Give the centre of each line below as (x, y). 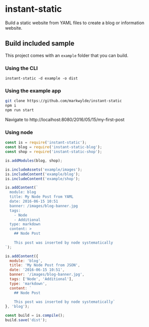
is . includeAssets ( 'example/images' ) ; (44, 169)
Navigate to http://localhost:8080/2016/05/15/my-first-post (65, 119)
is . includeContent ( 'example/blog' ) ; (43, 174)
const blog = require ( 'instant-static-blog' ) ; (54, 147)
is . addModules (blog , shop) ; (34, 161)
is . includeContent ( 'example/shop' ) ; (43, 179)
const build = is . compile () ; (35, 316)
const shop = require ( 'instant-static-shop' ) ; (54, 152)
